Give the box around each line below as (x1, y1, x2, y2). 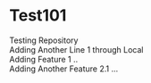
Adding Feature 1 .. (9, 54, 79, 64)
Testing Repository (9, 35, 79, 46)
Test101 (9, 5, 67, 26)
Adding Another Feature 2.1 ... (9, 63, 119, 74)
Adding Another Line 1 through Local (9, 44, 144, 54)
